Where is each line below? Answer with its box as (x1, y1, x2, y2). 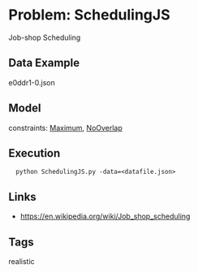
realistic (8, 257, 35, 266)
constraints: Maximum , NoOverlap (8, 123, 123, 132)
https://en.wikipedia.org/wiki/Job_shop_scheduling (19, 211, 191, 221)
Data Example (8, 56, 80, 70)
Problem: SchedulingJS (8, 6, 170, 24)
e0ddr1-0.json (8, 77, 55, 87)
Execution (8, 146, 61, 160)
